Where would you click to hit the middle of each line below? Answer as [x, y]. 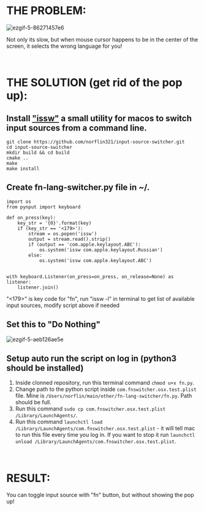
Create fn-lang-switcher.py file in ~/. [78, 187]
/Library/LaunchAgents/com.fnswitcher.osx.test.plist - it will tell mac [105, 428]
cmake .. [17, 158]
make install [23, 168]
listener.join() [38, 287]
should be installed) [45, 368]
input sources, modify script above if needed [63, 305]
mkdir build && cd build [38, 153]
